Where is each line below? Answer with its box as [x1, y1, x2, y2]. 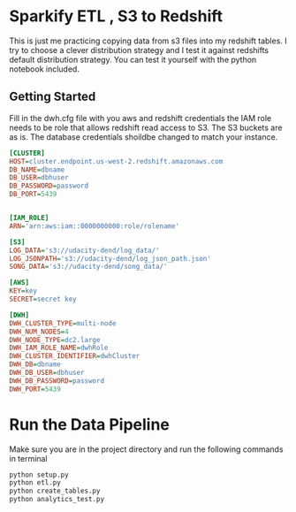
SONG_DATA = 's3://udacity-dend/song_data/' [9, 263, 168, 271]
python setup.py [9, 470, 69, 479]
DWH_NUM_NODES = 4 [9, 327, 69, 336]
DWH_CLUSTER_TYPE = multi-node [9, 318, 117, 328]
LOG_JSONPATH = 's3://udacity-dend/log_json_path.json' [9, 254, 212, 263]
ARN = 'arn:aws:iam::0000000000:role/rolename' [9, 221, 179, 231]
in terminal [9, 453, 48, 463]
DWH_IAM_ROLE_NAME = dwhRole [9, 343, 109, 353]
